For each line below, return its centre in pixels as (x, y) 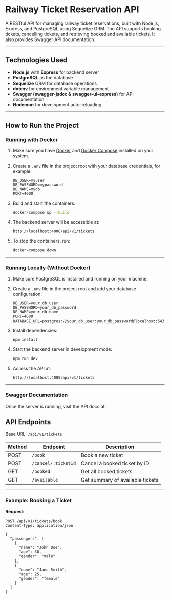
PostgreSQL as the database (43, 77)
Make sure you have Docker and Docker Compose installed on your (83, 151)
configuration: (27, 294)
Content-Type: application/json (39, 525)
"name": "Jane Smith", (42, 570)
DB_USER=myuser (29, 181)
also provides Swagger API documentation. (50, 39)
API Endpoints (28, 422)
